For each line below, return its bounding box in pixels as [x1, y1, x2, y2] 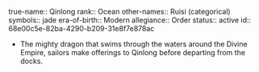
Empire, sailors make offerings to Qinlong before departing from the [19, 48, 246, 57]
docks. [19, 56, 43, 66]
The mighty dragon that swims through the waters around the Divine [19, 39, 248, 49]
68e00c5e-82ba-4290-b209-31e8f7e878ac [8, 24, 155, 33]
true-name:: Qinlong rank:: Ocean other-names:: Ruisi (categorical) [8, 7, 232, 16]
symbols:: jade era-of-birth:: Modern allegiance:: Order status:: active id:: [8, 15, 252, 25]
